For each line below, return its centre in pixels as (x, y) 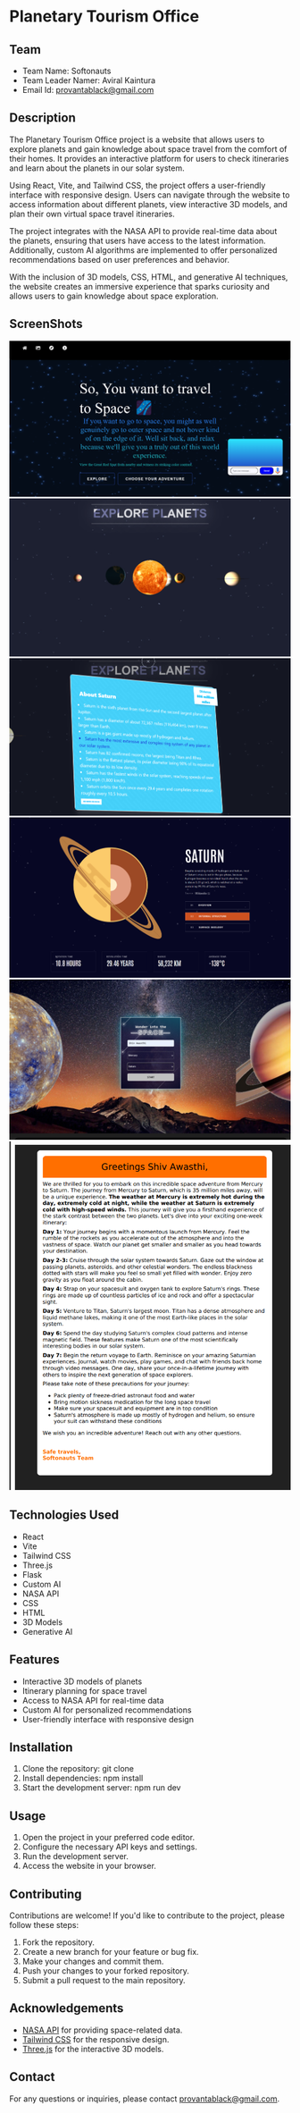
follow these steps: (44, 1924)
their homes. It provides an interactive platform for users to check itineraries (149, 158)
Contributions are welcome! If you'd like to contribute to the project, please (147, 1915)
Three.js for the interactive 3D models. (93, 2049)
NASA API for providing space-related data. (102, 2030)
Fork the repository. (58, 1942)
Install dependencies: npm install (83, 1778)
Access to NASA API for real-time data (93, 1700)
